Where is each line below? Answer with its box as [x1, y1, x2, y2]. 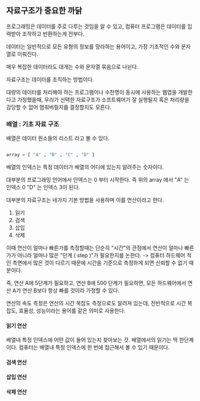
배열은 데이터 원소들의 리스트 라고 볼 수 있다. [6, 135, 110, 142]
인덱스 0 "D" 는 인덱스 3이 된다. [6, 183, 81, 190]
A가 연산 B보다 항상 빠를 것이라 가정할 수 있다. [12, 287, 120, 294]
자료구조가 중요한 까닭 [6, 5, 82, 16]
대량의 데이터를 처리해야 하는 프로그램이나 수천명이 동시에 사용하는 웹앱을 [6, 89, 177, 96]
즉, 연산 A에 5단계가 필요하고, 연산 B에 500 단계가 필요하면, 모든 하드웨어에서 [6, 279, 187, 286]
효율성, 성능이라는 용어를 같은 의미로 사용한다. [19, 307, 126, 314]
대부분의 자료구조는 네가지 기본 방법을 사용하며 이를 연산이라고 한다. [6, 196, 164, 203]
